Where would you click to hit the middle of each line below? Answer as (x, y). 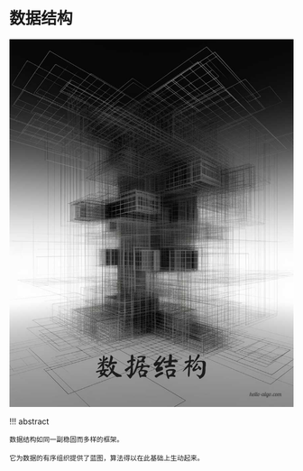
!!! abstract (29, 421)
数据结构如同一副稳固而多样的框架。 (67, 440)
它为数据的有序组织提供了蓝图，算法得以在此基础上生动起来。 (107, 458)
